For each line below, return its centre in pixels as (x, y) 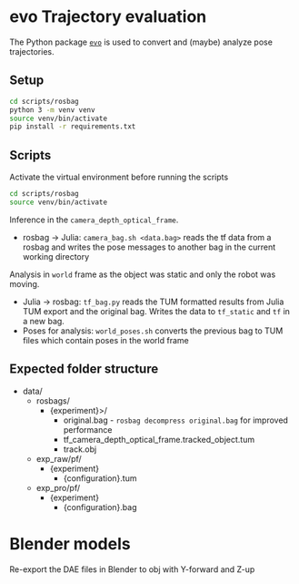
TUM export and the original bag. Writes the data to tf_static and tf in (156, 311)
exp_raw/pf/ (59, 458)
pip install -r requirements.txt (73, 127)
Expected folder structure (84, 369)
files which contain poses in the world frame (105, 340)
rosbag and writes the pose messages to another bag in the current (149, 247)
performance (88, 429)
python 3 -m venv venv (52, 110)
